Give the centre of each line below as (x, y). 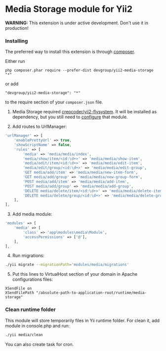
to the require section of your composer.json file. (54, 102)
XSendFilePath (20, 293)
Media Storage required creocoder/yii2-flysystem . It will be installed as (84, 112)
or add (12, 84)
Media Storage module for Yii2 (69, 9)
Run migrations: (28, 255)
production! (17, 28)
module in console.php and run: (38, 326)
